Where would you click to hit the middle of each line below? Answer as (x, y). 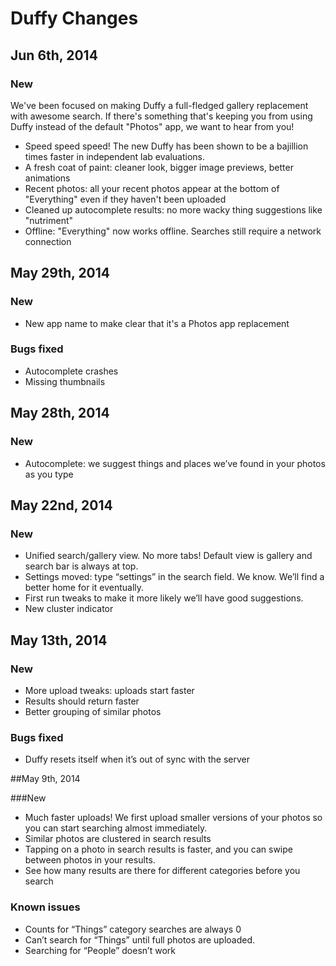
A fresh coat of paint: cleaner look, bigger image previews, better (159, 167)
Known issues (45, 907)
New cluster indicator (69, 609)
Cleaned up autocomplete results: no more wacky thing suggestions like (173, 209)
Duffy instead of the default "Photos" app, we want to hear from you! (152, 126)
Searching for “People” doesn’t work (100, 950)
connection (48, 241)
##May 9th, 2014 (45, 779)
